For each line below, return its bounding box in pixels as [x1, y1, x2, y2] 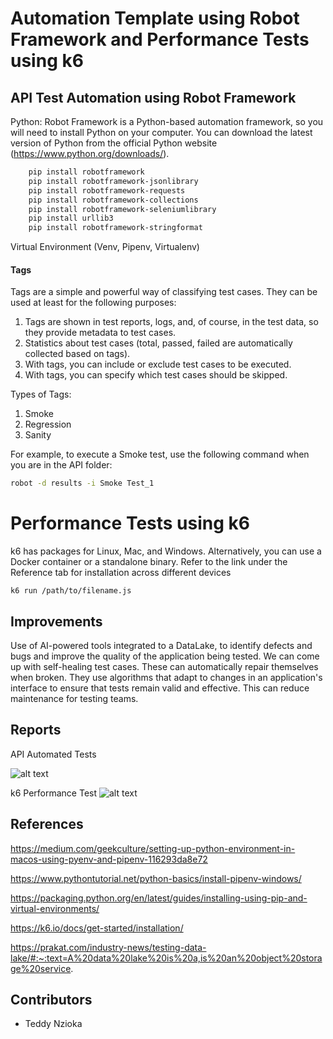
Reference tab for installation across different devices [10, 567, 232, 579]
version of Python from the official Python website [10, 137, 218, 149]
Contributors [10, 991, 93, 1008]
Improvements [10, 613, 103, 630]
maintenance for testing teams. [10, 692, 139, 704]
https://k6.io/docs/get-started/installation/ [10, 922, 184, 934]
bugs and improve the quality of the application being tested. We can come [10, 650, 320, 662]
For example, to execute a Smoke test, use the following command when [10, 448, 310, 461]
